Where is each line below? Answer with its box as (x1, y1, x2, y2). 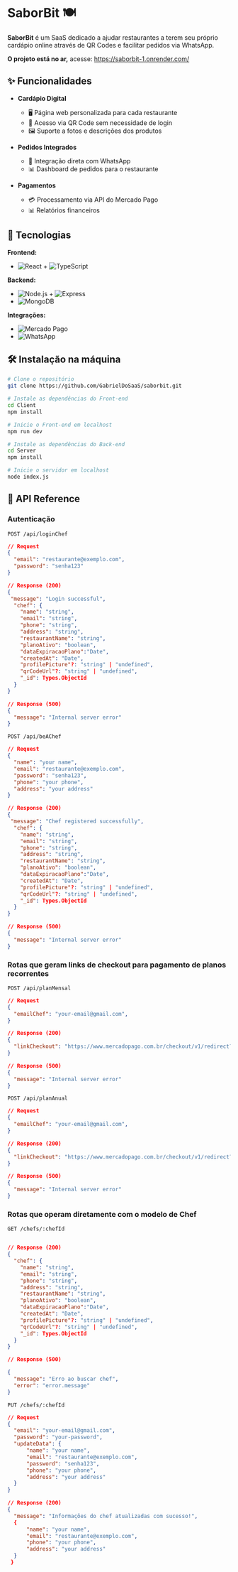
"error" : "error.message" (13, 1382, 91, 1389)
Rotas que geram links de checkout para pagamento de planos (7, 960, 227, 970)
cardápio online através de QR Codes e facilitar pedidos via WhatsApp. (7, 40, 215, 49)
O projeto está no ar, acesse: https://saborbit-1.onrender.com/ (7, 54, 190, 63)
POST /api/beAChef (7, 733, 62, 740)
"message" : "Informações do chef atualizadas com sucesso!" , (13, 1512, 198, 1519)
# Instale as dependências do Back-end (7, 440, 125, 448)
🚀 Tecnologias (7, 229, 72, 242)
